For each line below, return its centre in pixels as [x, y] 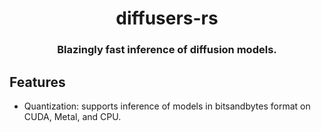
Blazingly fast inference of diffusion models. [167, 50]
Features [37, 82]
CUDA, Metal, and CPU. [72, 116]
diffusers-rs [167, 18]
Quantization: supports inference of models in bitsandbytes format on [167, 106]
